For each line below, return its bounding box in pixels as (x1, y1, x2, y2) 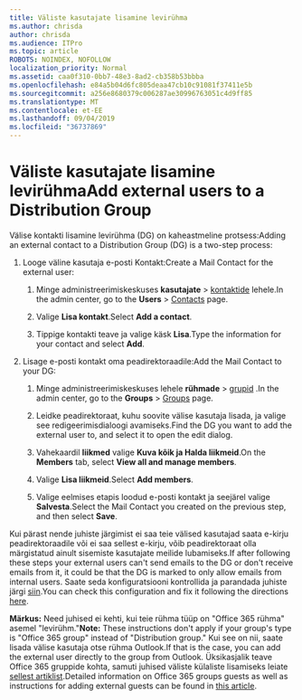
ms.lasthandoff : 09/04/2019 (9, 114, 116, 123)
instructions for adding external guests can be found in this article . (9, 680, 258, 691)
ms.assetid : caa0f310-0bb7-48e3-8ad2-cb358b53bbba (9, 72, 204, 81)
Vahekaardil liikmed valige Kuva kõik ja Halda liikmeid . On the (35, 447, 267, 458)
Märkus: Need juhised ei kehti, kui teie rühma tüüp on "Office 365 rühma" (9, 612, 285, 624)
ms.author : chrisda (9, 22, 83, 31)
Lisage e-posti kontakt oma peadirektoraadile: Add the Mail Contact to (22, 355, 282, 366)
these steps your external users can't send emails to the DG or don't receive (9, 557, 294, 568)
